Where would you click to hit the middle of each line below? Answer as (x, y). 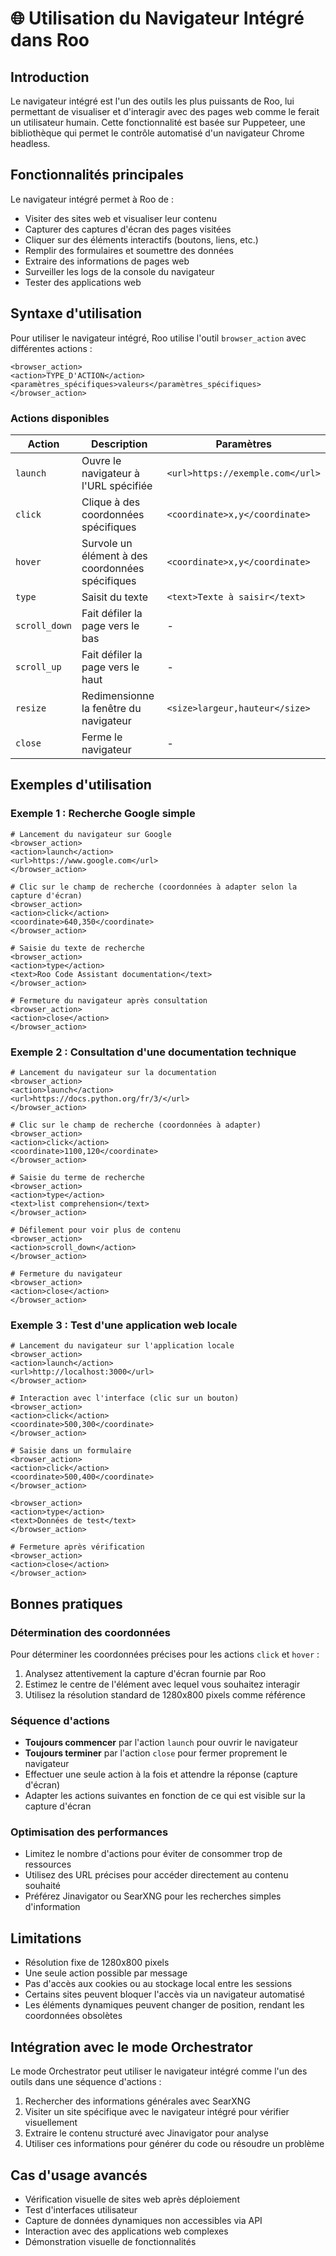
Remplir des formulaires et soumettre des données (129, 250)
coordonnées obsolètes (73, 2016)
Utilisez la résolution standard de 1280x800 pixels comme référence (165, 1694)
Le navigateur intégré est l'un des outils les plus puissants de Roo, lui (152, 101)
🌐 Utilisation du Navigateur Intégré (157, 18)
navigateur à (111, 473)
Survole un (107, 543)
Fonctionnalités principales (97, 175)
